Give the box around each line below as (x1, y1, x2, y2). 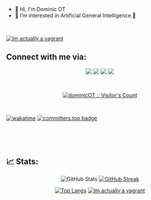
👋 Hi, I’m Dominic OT (14, 6, 66, 12)
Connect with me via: (6, 52, 87, 62)
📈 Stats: (6, 157, 39, 167)
